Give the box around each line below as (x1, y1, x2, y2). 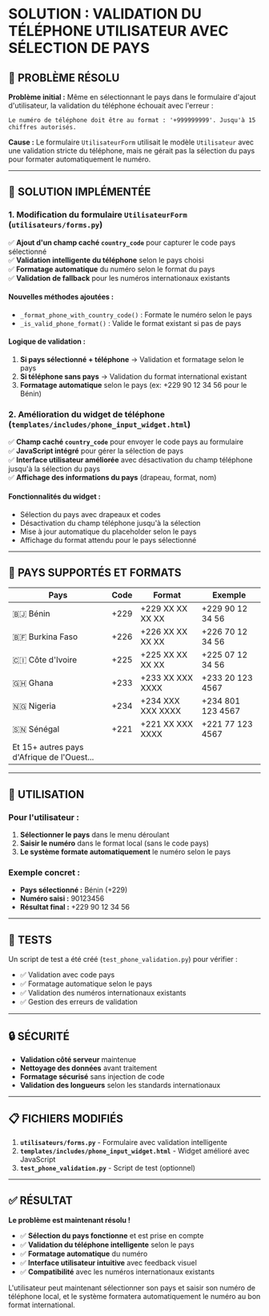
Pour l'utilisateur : (8, 812, 80, 823)
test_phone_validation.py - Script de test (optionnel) (19, 1163, 196, 1172)
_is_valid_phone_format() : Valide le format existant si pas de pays (19, 318, 242, 328)
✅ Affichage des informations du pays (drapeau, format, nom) (8, 473, 217, 483)
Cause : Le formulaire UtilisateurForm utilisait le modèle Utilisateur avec (8, 137, 255, 147)
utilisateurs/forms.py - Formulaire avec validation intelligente (19, 1137, 228, 1147)
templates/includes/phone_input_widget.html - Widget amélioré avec (19, 1146, 250, 1155)
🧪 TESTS (8, 933, 52, 947)
